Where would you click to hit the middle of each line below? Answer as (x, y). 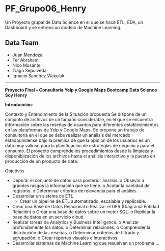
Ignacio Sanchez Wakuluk (38, 76)
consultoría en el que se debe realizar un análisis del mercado (68, 135)
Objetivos (15, 171)
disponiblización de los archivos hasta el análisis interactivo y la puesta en (80, 156)
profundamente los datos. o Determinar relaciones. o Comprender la (81, 227)
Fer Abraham (25, 60)
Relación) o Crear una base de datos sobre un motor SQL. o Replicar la (84, 212)
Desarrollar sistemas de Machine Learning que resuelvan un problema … (86, 243)
